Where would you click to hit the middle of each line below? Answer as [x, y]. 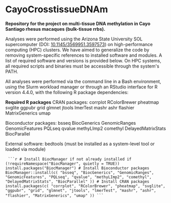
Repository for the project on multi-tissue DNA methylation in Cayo [78, 24]
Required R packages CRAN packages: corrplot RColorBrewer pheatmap [82, 102]
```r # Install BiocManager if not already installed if [70, 159]
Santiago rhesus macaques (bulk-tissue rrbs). [55, 29]
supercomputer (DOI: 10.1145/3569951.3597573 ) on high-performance [79, 44]
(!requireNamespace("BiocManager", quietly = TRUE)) [63, 164]
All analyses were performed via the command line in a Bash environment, [83, 81]
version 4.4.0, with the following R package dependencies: [67, 92]
